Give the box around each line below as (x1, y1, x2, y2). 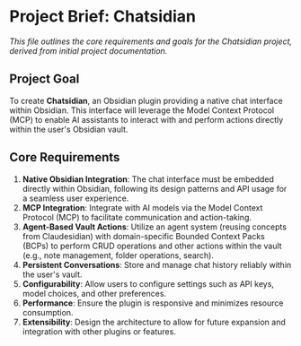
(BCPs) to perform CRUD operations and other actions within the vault (22, 240, 282, 251)
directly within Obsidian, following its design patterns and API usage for (22, 183, 288, 194)
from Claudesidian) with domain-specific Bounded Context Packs (22, 230, 265, 241)
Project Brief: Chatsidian (9, 6, 196, 27)
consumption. (22, 307, 74, 317)
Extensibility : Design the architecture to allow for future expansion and (22, 316, 286, 327)
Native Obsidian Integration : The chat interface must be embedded (22, 173, 274, 185)
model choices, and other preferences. (22, 288, 167, 298)
